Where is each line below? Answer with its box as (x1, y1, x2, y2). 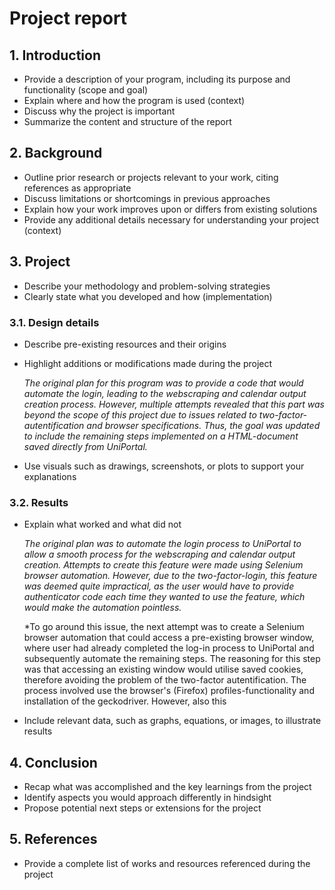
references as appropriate (23, 182, 132, 194)
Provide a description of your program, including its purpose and (23, 73, 291, 85)
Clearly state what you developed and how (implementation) (23, 290, 273, 302)
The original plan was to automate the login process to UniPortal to (23, 538, 302, 550)
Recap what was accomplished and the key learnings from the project (23, 781, 312, 793)
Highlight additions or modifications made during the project (23, 357, 273, 369)
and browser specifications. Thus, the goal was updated (86, 419, 321, 431)
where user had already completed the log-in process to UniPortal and (23, 642, 315, 654)
